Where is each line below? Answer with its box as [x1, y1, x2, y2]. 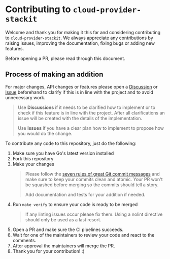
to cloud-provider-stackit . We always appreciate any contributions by [5, 35, 153, 41]
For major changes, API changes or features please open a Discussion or [5, 83, 158, 90]
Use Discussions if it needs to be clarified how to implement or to [17, 104, 156, 110]
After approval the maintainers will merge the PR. [12, 243, 115, 249]
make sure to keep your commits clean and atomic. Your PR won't [25, 176, 163, 182]
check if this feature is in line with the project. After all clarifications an [17, 109, 165, 116]
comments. [12, 237, 37, 243]
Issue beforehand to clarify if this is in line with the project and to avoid [5, 89, 154, 95]
